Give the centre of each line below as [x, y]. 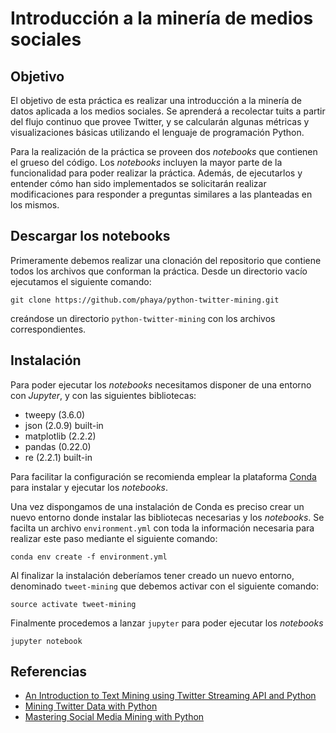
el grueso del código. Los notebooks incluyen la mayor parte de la [146, 162]
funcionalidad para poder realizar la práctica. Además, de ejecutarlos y [156, 173]
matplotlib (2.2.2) [60, 436]
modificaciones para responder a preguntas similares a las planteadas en [161, 194]
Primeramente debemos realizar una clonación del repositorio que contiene [166, 260]
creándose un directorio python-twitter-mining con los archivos [143, 318]
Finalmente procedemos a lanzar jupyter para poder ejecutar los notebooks [167, 623]
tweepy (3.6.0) [55, 414]
